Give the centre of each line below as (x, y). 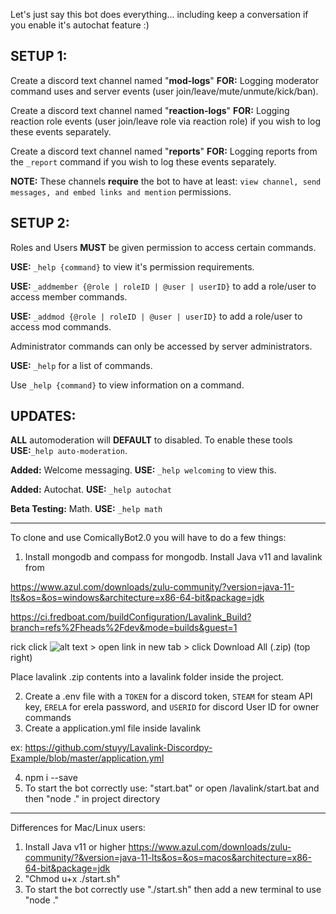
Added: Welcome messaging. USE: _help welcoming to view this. (143, 470)
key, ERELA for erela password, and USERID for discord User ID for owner (172, 707)
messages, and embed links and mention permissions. (121, 191)
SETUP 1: (39, 56)
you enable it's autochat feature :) (80, 25)
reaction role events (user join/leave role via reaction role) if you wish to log (165, 121)
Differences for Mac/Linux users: (78, 828)
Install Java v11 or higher (75, 847)
